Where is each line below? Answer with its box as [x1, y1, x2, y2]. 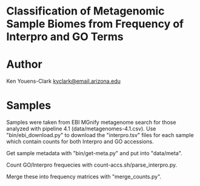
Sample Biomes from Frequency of [6, 17, 184, 31]
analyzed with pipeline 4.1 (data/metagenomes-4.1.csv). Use [6, 125, 156, 132]
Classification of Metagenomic [6, 4, 165, 18]
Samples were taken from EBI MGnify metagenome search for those [6, 119, 176, 126]
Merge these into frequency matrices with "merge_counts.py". [6, 173, 162, 181]
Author [6, 57, 42, 71]
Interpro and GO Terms [6, 30, 124, 43]
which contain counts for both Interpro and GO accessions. [6, 138, 155, 146]
